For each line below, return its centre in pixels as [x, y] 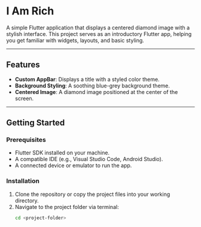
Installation [23, 181]
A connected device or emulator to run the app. [73, 165]
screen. [24, 98]
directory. [27, 200]
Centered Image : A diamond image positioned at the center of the [96, 92]
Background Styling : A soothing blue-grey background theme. [92, 86]
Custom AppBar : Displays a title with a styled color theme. [87, 79]
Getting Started [36, 123]
